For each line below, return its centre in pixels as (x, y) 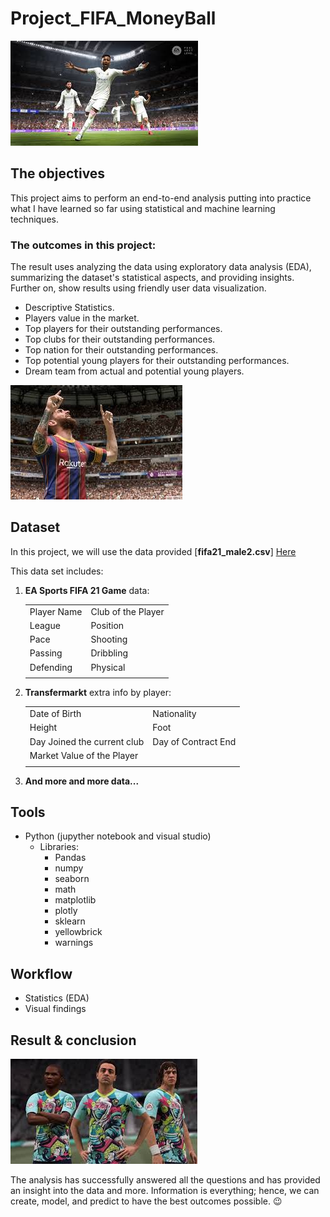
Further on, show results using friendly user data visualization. (138, 288)
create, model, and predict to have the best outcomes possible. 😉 (146, 1201)
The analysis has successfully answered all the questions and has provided (165, 1180)
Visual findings (55, 1009)
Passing (46, 653)
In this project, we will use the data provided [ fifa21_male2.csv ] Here (153, 551)
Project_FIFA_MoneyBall (113, 18)
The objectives (58, 173)
